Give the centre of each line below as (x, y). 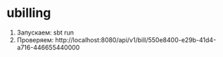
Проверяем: (35, 39)
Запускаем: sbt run (45, 32)
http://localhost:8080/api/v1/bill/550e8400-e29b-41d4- (136, 39)
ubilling (29, 13)
